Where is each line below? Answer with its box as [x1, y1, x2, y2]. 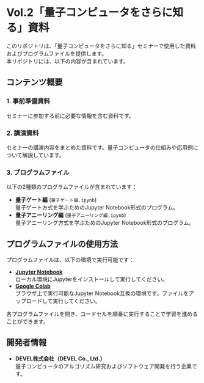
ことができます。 [6, 318, 49, 326]
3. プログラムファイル [6, 168, 70, 177]
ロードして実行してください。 [26, 297, 101, 305]
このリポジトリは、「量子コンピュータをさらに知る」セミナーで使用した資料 [6, 42, 197, 49]
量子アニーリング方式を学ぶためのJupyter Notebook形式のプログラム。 [15, 219, 195, 227]
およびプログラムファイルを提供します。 [6, 49, 107, 57]
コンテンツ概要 [6, 77, 63, 87]
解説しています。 [22, 151, 65, 159]
